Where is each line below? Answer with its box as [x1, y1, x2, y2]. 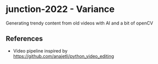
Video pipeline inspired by [13, 47, 68, 53]
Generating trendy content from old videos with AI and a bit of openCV [6, 20, 153, 26]
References [6, 34, 43, 43]
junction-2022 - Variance [6, 3, 115, 15]
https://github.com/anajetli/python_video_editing [13, 53, 114, 59]
